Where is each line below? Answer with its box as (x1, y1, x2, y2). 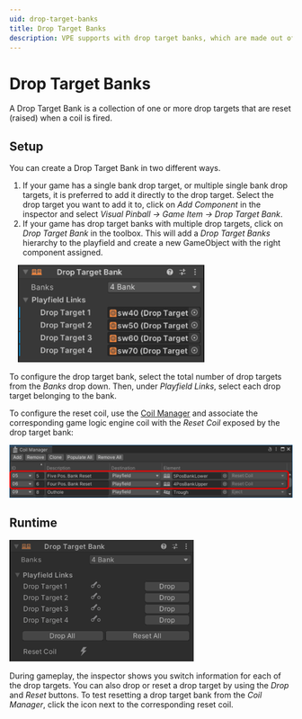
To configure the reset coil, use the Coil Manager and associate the (9, 408, 259, 418)
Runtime (9, 516, 58, 531)
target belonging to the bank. (9, 391, 117, 401)
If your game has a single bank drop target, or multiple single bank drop (22, 180, 289, 191)
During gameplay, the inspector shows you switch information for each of (9, 670, 281, 681)
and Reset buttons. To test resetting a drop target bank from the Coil (9, 689, 262, 700)
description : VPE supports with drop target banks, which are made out (9, 33, 283, 42)
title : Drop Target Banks (9, 23, 106, 33)
